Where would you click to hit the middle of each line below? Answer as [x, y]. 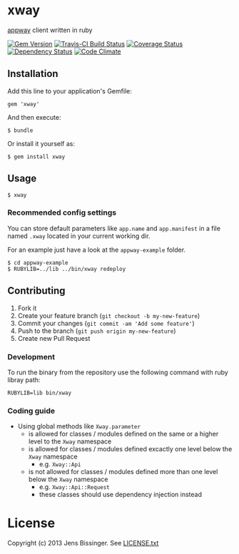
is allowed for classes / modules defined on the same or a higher [123, 434]
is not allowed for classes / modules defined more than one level [123, 472]
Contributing [36, 291]
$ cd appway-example [38, 262]
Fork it [27, 308]
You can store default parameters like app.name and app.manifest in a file [114, 228]
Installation [33, 74]
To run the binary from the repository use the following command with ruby [118, 372]
